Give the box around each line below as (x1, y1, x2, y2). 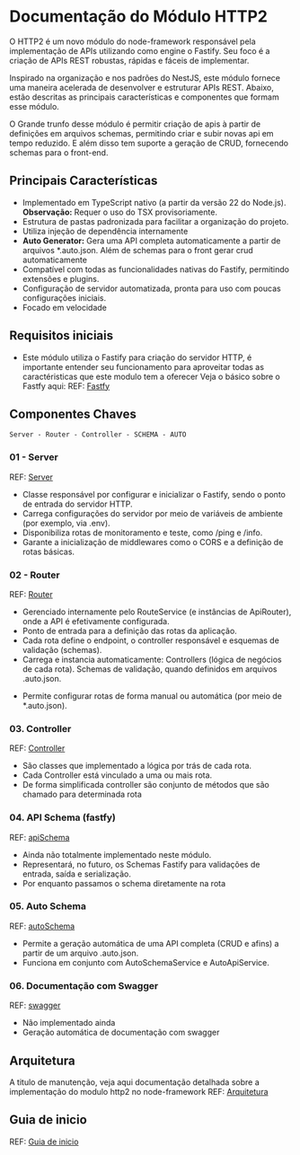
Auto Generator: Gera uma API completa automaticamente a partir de (22, 235, 281, 246)
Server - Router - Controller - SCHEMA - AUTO (9, 430, 187, 439)
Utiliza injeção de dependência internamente (22, 225, 189, 236)
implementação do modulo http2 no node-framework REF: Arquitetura (9, 1086, 269, 1097)
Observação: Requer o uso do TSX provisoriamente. (22, 207, 218, 217)
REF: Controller (9, 743, 66, 754)
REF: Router (9, 588, 54, 599)
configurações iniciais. (22, 292, 107, 303)
